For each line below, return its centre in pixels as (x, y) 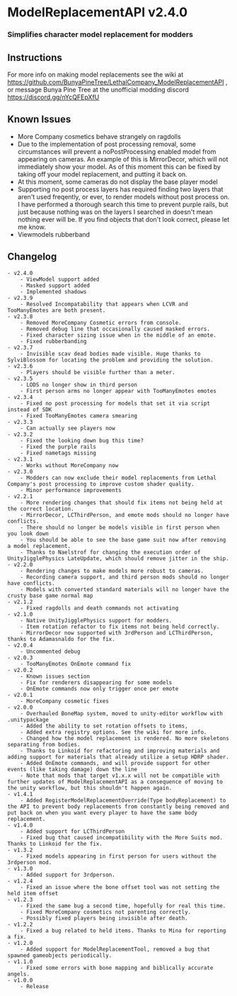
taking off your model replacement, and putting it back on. (102, 174)
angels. (19, 974)
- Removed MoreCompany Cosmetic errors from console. (101, 323)
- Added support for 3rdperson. (68, 875)
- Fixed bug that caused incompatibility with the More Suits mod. (121, 837)
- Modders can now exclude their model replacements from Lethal (118, 478)
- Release (35, 986)
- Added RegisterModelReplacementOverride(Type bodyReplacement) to (123, 800)
